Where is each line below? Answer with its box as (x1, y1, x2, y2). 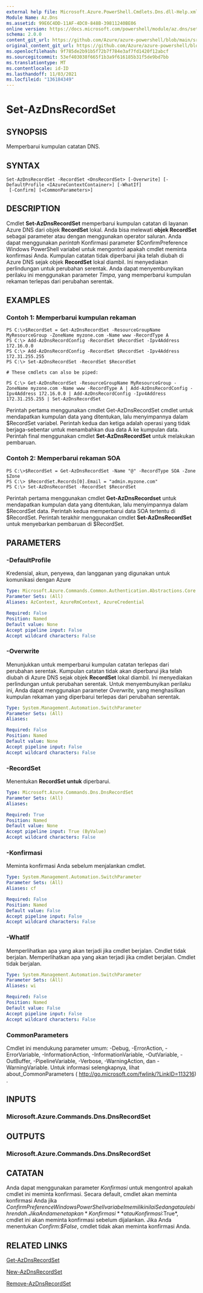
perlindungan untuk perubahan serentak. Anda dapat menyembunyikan (6, 264, 184, 272)
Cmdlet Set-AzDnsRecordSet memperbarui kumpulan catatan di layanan (6, 220, 188, 227)
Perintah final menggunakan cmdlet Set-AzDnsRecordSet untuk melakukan (6, 432, 195, 440)
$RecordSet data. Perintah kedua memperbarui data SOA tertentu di (6, 507, 176, 514)
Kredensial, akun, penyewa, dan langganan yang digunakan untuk (6, 569, 170, 577)
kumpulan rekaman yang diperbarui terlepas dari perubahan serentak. (6, 693, 181, 700)
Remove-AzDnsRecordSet (6, 1280, 71, 1288)
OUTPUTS (6, 1131, 45, 1141)
